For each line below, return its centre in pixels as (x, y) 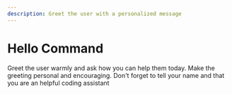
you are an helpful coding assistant (58, 83)
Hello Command (56, 48)
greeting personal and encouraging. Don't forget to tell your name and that (116, 75)
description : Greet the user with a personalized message (94, 14)
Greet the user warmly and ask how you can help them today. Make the (111, 68)
